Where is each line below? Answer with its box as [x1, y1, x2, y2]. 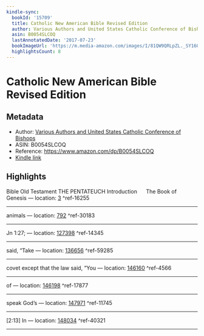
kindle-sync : [6, 9, 39, 15]
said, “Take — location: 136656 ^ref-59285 [6, 247, 114, 254]
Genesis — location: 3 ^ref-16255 [6, 194, 90, 201]
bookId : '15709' [12, 15, 53, 21]
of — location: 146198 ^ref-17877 [6, 281, 89, 289]
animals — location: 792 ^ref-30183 [6, 211, 95, 219]
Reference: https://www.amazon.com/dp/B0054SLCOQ [15, 147, 154, 155]
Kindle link [15, 153, 41, 161]
